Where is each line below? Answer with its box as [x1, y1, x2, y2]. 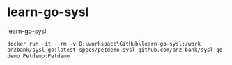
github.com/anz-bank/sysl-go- [138, 46, 226, 53]
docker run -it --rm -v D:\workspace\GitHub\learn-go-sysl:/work [7, 40, 201, 47]
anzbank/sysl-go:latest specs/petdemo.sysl [7, 46, 136, 53]
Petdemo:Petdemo [22, 53, 70, 59]
